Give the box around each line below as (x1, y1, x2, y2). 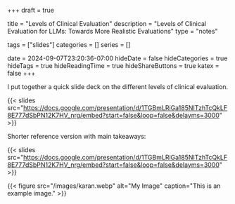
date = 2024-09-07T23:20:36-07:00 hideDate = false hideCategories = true (7, 54, 228, 62)
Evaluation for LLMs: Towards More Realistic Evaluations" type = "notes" (7, 27, 218, 35)
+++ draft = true (7, 6, 55, 14)
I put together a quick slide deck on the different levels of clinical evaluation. (7, 83, 229, 90)
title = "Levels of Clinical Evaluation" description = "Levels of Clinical (7, 20, 206, 27)
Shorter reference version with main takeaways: (7, 132, 146, 140)
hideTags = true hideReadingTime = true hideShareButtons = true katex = (7, 62, 220, 69)
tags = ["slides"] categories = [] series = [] (7, 41, 131, 48)
